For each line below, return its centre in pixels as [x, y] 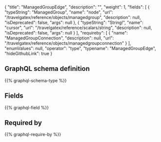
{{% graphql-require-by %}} [33, 134]
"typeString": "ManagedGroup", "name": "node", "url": [59, 12]
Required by [23, 123]
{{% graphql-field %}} [27, 107]
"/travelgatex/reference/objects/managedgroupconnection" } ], [68, 43]
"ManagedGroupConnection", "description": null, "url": [59, 38]
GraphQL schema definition [47, 69]
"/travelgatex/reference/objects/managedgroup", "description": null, [73, 17]
